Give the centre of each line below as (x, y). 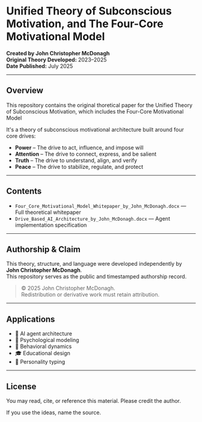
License (21, 386)
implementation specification (51, 225)
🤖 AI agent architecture (43, 334)
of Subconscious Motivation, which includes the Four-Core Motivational (95, 111)
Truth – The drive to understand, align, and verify (76, 160)
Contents (24, 191)
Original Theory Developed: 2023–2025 (57, 60)
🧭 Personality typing (40, 362)
